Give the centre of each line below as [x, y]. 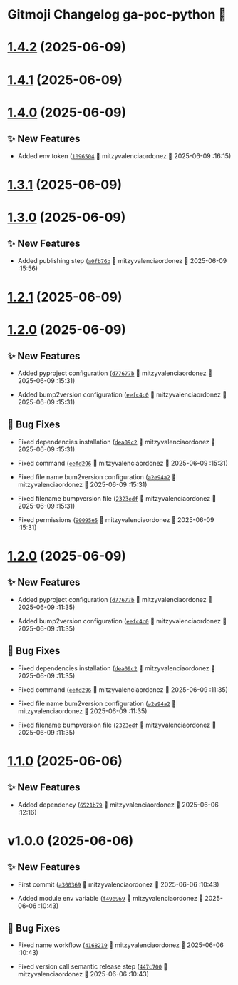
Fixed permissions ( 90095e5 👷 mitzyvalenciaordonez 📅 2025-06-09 [116, 519]
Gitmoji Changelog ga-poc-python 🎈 [117, 15]
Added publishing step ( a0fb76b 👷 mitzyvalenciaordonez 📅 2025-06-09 [122, 260]
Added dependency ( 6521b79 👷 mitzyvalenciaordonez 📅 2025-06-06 [118, 805]
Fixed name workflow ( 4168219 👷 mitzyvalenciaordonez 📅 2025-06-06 [121, 945]
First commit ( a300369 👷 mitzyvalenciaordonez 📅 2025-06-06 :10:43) [118, 884]
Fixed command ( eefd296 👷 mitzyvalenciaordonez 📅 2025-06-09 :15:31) [123, 463]
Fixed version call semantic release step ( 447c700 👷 [93, 966]
